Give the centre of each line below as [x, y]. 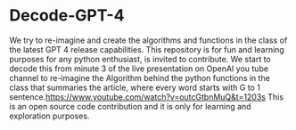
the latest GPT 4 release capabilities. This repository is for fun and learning [147, 49]
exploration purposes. [49, 116]
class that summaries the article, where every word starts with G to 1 [135, 87]
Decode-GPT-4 [67, 16]
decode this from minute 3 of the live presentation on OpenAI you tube [139, 69]
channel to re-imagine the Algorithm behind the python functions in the [140, 77]
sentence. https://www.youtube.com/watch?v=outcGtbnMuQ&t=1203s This [146, 97]
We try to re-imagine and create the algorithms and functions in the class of [148, 40]
